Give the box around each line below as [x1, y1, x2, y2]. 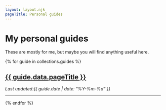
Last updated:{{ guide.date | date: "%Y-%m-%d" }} [5, 86, 111, 92]
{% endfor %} [5, 100, 34, 106]
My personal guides [5, 33, 89, 44]
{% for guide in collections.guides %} [5, 58, 82, 64]
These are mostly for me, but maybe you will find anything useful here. [5, 49, 149, 55]
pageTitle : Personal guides [5, 12, 63, 17]
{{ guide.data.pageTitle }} [5, 73, 86, 81]
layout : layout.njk [5, 7, 45, 12]
